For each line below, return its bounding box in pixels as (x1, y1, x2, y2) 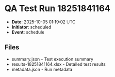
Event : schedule (11, 29, 45, 35)
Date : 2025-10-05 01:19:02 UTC (11, 19, 76, 25)
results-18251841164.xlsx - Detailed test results (11, 61, 106, 67)
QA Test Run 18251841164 (4, 3, 111, 14)
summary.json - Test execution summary (11, 56, 94, 62)
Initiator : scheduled (11, 24, 51, 30)
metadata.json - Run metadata (11, 66, 72, 72)
